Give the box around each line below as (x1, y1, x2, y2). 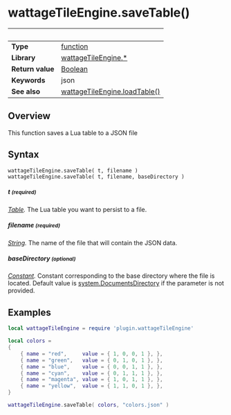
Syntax (8, 149, 39, 161)
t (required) (8, 188, 37, 196)
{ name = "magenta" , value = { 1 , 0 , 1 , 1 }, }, (20, 376, 163, 383)
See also (11, 87, 41, 96)
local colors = (8, 337, 52, 344)
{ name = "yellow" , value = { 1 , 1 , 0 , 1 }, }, (20, 382, 163, 389)
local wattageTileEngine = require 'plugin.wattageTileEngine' (8, 325, 194, 332)
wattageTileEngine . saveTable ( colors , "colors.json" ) (8, 402, 169, 409)
